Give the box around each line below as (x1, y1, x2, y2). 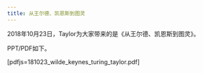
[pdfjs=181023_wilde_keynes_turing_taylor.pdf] (7, 57, 140, 65)
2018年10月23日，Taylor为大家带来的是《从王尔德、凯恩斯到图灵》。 (7, 29, 200, 38)
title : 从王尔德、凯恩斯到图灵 (7, 10, 85, 17)
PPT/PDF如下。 (7, 44, 51, 52)
